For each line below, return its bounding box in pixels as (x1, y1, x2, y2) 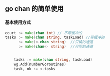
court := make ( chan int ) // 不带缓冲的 (5, 30, 82, 35)
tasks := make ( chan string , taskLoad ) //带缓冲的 (5, 35, 105, 40)
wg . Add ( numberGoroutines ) (14, 62, 67, 67)
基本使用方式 (5, 19, 31, 25)
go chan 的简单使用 (5, 4, 64, 13)
